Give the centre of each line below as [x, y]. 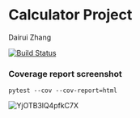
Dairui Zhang [30, 37]
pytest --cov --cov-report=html [63, 91]
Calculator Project [70, 15]
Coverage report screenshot [66, 74]
